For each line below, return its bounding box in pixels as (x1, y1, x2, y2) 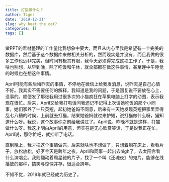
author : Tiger (5, 12, 35, 17)
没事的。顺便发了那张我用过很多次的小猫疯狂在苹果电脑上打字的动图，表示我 (5, 94, 164, 100)
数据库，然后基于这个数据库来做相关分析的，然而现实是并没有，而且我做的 (5, 51, 159, 57)
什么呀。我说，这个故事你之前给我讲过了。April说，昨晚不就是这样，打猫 (9, 119, 160, 125)
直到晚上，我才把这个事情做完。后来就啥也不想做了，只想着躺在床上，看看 (5, 142, 159, 148)
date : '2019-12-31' (5, 17, 46, 22)
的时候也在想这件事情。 (5, 70, 54, 76)
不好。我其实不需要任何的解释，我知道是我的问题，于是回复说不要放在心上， (5, 87, 164, 93)
